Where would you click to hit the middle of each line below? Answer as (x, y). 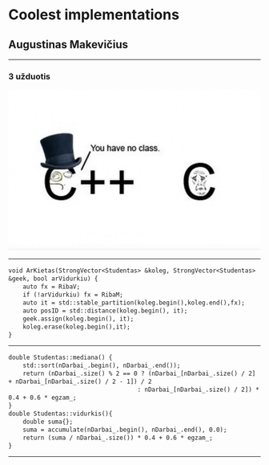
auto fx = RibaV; (52, 287)
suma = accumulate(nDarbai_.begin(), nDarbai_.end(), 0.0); (125, 430)
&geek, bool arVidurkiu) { (53, 279)
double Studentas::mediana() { (60, 357)
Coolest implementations (94, 15)
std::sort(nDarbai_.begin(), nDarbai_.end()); (102, 365)
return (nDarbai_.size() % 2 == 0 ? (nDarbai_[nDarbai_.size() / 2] (139, 373)
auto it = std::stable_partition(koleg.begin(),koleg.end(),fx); (134, 303)
